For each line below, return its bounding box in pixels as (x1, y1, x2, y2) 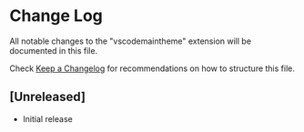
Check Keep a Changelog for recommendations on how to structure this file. (9, 63, 296, 74)
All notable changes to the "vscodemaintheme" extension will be (9, 36, 252, 46)
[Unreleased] (9, 89, 86, 105)
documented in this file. (9, 45, 98, 56)
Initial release (22, 113, 73, 124)
